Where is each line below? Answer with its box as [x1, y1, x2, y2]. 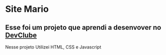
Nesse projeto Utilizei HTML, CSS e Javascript [5, 44, 102, 50]
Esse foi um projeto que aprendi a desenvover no [5, 23, 161, 32]
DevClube [5, 31, 37, 39]
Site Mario [5, 3, 49, 15]
